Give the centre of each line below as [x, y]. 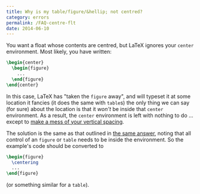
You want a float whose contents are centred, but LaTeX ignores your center [100, 45]
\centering [25, 162]
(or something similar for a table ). [48, 185]
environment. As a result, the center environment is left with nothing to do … [100, 115]
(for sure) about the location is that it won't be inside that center [85, 109]
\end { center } [22, 85]
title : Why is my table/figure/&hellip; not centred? [75, 12]
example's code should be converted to [55, 146]
